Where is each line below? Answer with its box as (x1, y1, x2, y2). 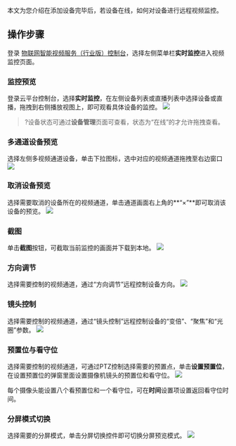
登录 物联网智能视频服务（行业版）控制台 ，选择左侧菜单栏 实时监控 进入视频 (7, 49, 225, 57)
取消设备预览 (7, 181, 51, 191)
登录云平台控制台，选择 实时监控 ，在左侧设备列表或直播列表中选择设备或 (7, 94, 216, 103)
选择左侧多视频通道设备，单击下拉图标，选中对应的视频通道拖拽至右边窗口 (7, 154, 223, 163)
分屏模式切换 (7, 414, 51, 423)
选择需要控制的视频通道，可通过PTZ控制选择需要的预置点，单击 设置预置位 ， (7, 362, 228, 371)
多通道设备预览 (7, 137, 58, 147)
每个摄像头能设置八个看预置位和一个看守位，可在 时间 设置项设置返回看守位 (7, 386, 223, 394)
